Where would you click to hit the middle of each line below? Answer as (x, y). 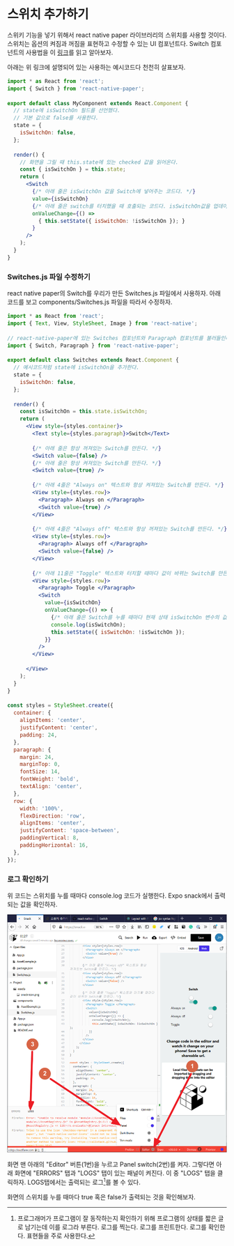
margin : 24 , (37, 757)
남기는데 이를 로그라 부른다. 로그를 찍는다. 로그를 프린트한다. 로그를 (116, 1226)
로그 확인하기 (28, 879)
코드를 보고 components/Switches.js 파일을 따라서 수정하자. (90, 302)
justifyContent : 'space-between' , (70, 831)
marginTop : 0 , (40, 764)
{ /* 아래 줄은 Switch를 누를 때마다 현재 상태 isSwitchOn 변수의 (135, 617)
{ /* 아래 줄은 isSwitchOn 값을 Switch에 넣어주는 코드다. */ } (114, 192)
